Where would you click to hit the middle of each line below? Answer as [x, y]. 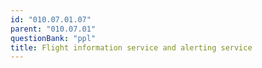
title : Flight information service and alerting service [131, 47]
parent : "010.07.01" [53, 29]
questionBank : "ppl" [53, 38]
